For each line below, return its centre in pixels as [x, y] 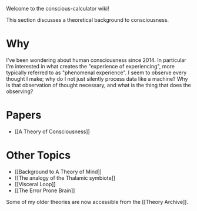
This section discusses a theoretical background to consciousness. [88, 20]
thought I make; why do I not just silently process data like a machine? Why [97, 78]
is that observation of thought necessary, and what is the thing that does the [98, 85]
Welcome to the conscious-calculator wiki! [58, 9]
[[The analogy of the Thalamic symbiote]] [65, 178]
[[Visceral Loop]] [35, 184]
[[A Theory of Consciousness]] [52, 131]
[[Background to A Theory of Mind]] [58, 172]
